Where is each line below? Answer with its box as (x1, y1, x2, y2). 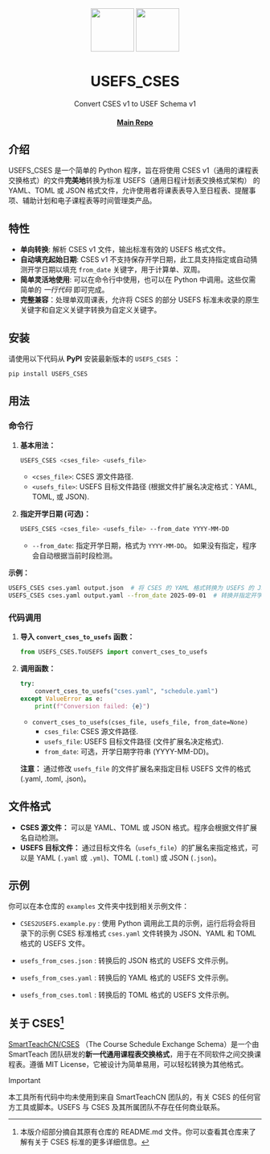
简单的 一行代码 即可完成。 (19, 285, 109, 295)
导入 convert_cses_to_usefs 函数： (19, 632, 135, 641)
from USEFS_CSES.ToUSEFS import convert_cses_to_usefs (19, 648, 208, 656)
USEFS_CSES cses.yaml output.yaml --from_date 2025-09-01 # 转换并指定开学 (8, 592, 263, 600)
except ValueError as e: (19, 695, 104, 703)
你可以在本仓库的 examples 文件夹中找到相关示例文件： (8, 902, 190, 911)
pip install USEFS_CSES (8, 370, 88, 378)
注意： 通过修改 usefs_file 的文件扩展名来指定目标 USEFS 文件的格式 (19, 763, 252, 773)
